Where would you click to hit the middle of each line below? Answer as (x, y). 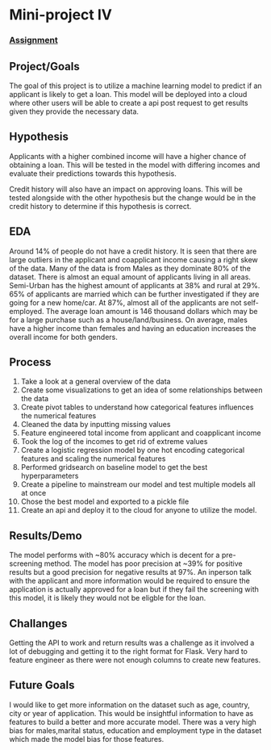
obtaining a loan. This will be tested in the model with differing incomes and (135, 165)
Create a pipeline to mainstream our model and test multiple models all (138, 484)
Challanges (38, 623)
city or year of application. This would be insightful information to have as (131, 713)
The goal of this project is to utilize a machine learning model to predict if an (135, 86)
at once (33, 493)
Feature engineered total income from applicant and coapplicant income (141, 433)
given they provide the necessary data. (74, 111)
